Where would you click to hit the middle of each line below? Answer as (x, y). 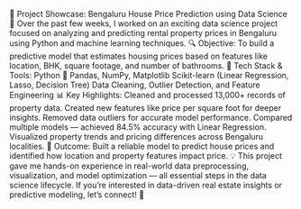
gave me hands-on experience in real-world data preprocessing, (129, 166)
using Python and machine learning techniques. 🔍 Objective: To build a (142, 43)
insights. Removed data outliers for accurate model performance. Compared (151, 118)
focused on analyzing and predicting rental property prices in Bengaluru (143, 33)
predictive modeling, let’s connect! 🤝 (77, 195)
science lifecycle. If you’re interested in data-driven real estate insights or (146, 185)
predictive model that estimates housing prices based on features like (139, 56)
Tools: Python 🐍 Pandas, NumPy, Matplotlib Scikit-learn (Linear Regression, (149, 75)
